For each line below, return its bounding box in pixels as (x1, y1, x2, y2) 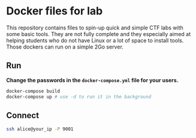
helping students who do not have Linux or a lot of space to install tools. (6, 37, 184, 44)
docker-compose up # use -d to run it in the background (6, 94, 152, 100)
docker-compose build (6, 88, 61, 94)
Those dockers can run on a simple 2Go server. (6, 43, 124, 50)
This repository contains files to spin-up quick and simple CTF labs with (6, 24, 184, 31)
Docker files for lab (6, 4, 103, 18)
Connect (6, 110, 40, 121)
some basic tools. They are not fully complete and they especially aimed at (6, 30, 191, 37)
